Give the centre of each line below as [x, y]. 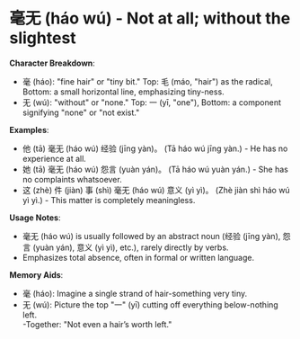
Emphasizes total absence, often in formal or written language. [138, 257]
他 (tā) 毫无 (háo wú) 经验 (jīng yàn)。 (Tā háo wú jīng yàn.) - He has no [155, 148]
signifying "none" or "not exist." [81, 112]
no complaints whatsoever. [72, 179]
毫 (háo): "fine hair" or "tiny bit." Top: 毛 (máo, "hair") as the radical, [147, 81]
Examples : [29, 129]
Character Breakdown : [53, 63]
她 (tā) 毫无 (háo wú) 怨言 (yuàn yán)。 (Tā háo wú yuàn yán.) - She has [155, 169]
